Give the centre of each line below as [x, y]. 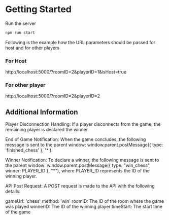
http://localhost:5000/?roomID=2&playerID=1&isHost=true [66, 72]
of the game [18, 212]
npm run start [20, 32]
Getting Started [39, 9]
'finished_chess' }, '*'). [29, 150]
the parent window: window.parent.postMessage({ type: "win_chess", [78, 165]
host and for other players [32, 48]
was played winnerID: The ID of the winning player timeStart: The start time [84, 207]
